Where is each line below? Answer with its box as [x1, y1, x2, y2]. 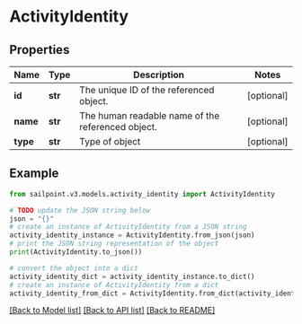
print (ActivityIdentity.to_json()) [9, 248, 143, 257]
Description [133, 69, 185, 81]
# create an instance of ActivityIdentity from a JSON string [9, 223, 247, 232]
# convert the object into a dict [9, 263, 139, 273]
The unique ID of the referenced [79, 83, 215, 96]
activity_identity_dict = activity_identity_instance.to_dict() [9, 272, 255, 281]
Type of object [79, 136, 141, 147]
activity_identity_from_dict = [9, 289, 127, 298]
